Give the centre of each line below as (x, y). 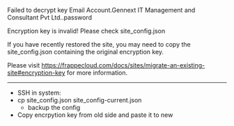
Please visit (24, 65)
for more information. (97, 73)
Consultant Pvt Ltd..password (50, 17)
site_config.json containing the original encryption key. (86, 52)
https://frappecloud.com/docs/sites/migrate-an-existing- (123, 65)
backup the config (54, 108)
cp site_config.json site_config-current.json (79, 100)
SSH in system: (39, 93)
